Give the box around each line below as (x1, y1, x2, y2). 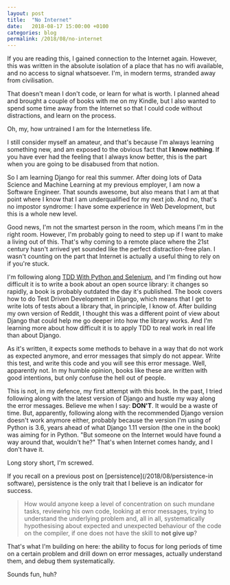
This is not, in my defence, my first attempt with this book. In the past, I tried (7, 387, 222, 395)
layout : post (7, 10, 45, 17)
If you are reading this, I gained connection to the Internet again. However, (7, 54, 218, 62)
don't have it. (7, 446, 45, 454)
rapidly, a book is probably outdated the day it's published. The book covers (7, 288, 222, 296)
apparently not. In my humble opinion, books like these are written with (7, 367, 208, 375)
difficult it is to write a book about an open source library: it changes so (7, 280, 209, 288)
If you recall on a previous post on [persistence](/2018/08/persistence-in (7, 472, 214, 481)
